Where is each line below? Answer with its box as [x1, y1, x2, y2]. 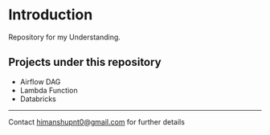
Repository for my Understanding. [8, 32, 121, 42]
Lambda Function [19, 85, 78, 95]
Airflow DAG [19, 76, 61, 86]
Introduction [8, 6, 93, 24]
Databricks [19, 94, 56, 104]
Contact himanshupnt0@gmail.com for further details [8, 117, 185, 126]
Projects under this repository [8, 55, 162, 69]
